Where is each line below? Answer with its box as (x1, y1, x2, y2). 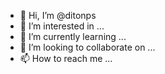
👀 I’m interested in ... (19, 20, 105, 32)
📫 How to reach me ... (19, 53, 113, 64)
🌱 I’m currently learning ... (19, 31, 127, 42)
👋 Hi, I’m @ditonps (19, 10, 97, 21)
